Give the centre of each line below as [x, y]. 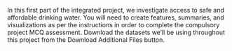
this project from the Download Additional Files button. [86, 40]
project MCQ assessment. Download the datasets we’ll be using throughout [116, 32]
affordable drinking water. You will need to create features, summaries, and [116, 17]
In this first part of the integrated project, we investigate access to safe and [116, 10]
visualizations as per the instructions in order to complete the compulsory [114, 25]
